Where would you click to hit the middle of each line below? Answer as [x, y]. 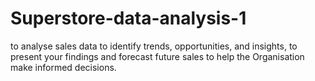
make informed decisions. [63, 67]
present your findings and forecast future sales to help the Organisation [157, 56]
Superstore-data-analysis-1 [128, 18]
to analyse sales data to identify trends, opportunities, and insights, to [154, 46]
